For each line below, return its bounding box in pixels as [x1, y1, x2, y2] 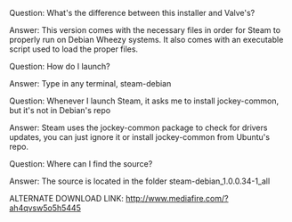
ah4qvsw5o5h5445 [9, 202, 82, 213]
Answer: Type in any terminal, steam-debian [9, 78, 172, 88]
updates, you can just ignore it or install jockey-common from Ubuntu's [9, 132, 270, 142]
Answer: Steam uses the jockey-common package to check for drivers [9, 122, 268, 133]
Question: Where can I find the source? [9, 159, 153, 169]
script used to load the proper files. [9, 44, 139, 54]
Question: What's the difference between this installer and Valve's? [9, 8, 255, 18]
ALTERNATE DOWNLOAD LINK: [9, 193, 125, 203]
